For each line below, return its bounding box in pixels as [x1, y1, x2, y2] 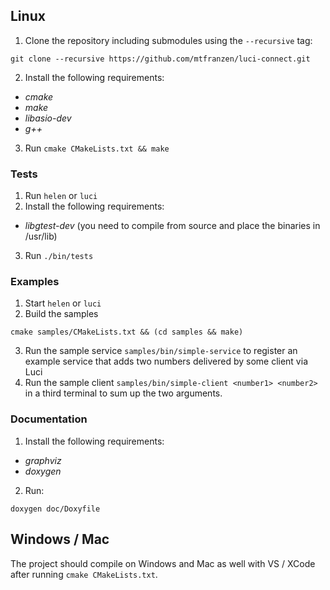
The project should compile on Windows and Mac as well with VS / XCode [10, 557, 316, 569]
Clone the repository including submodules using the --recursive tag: [24, 34, 313, 46]
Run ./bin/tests [24, 250, 94, 262]
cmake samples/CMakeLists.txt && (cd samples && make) [10, 327, 244, 338]
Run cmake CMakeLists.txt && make [24, 142, 170, 154]
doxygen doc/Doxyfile [10, 504, 101, 514]
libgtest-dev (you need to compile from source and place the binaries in [24, 220, 321, 232]
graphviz [24, 454, 62, 466]
